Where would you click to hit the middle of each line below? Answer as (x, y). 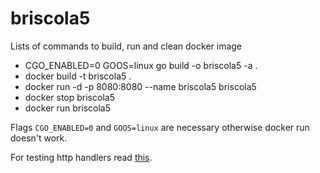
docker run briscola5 (67, 108)
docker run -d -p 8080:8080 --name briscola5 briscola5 (140, 86)
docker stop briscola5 (69, 97)
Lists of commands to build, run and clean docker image (126, 46)
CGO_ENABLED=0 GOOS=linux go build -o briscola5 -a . (141, 65)
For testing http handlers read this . (81, 157)
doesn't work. (39, 138)
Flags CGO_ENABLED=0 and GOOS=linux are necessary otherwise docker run (160, 127)
